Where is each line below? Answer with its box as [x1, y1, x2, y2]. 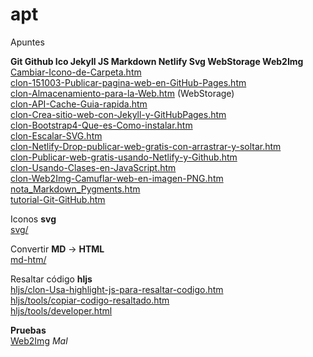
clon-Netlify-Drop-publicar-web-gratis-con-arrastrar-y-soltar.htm [10, 140, 282, 152]
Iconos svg [10, 213, 57, 225]
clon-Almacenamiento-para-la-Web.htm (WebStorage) [10, 87, 235, 99]
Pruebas [10, 324, 47, 336]
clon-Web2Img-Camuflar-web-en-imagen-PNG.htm [10, 172, 224, 184]
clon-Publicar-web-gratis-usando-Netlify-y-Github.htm [10, 151, 238, 163]
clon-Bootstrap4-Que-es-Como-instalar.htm [10, 119, 193, 131]
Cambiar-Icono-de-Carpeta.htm [10, 66, 142, 78]
